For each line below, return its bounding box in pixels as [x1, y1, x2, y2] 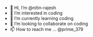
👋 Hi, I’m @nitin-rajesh [9, 5, 56, 10]
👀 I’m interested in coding [9, 10, 63, 16]
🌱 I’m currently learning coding [9, 15, 74, 21]
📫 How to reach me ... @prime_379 [9, 26, 83, 32]
